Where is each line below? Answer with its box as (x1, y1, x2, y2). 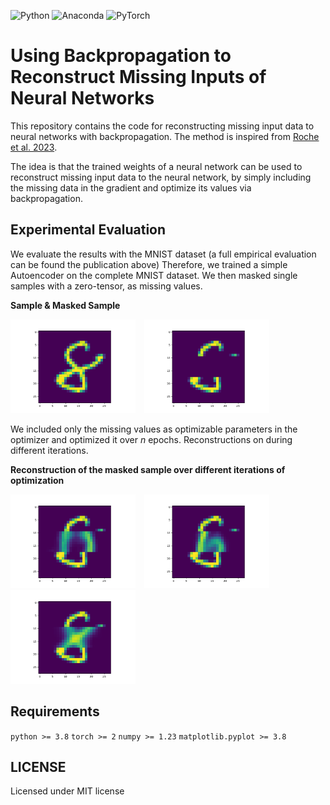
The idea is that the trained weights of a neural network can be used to (10, 160, 303, 172)
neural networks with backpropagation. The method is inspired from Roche (10, 130, 320, 142)
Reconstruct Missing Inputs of (10, 66, 267, 89)
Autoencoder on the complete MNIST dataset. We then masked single (10, 269, 298, 281)
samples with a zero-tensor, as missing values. (10, 280, 203, 292)
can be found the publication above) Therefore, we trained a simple (10, 258, 288, 270)
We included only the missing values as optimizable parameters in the (10, 423, 298, 435)
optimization (10, 474, 65, 486)
